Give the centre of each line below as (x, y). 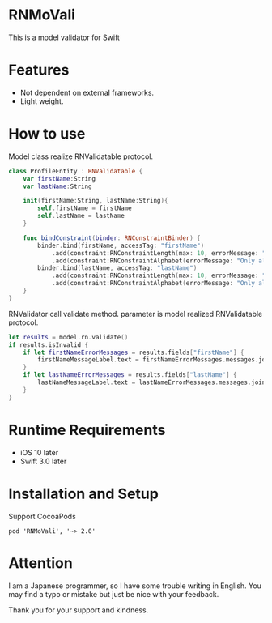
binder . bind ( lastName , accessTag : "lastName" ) (117, 268)
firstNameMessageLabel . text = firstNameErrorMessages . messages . (148, 360)
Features (39, 70)
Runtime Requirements (87, 430)
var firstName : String (59, 179)
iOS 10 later (39, 452)
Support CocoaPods (42, 516)
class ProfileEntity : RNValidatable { (76, 171)
